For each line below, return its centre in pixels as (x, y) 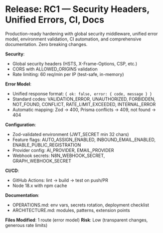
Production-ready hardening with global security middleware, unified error (81, 33)
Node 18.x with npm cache (40, 185)
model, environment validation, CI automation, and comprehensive (73, 39)
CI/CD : (12, 170)
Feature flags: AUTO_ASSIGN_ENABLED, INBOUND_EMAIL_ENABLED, (84, 139)
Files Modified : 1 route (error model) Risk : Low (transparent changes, (77, 220)
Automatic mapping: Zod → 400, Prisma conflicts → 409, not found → (84, 109)
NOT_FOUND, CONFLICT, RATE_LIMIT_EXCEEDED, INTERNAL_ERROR (84, 104)
